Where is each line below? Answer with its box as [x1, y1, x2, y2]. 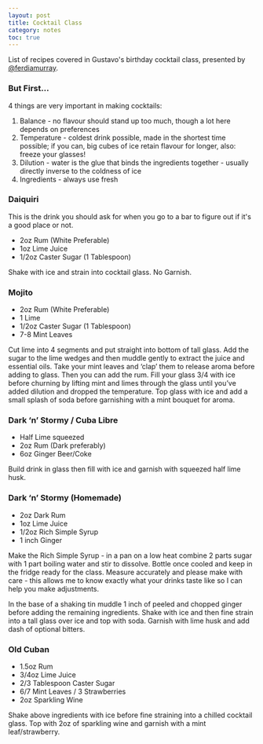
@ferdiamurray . [8, 64, 59, 73]
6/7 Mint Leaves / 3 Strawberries [19, 687, 126, 696]
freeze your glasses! [19, 149, 86, 159]
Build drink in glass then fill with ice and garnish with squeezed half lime [8, 464, 241, 474]
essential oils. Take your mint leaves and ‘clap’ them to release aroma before [8, 362, 255, 372]
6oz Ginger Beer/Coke [19, 449, 92, 459]
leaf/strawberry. [8, 728, 60, 737]
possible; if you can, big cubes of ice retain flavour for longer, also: [19, 141, 236, 150]
